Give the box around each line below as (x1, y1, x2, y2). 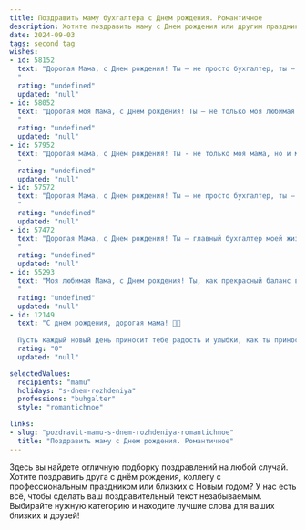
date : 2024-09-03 (9, 30, 76, 39)
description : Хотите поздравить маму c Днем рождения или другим (9, 22, 262, 31)
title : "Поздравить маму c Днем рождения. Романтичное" (17, 436, 234, 445)
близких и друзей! (9, 510, 80, 521)
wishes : (9, 47, 39, 57)
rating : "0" (17, 344, 64, 353)
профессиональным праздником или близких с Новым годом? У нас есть (9, 481, 297, 492)
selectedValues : (9, 369, 71, 379)
